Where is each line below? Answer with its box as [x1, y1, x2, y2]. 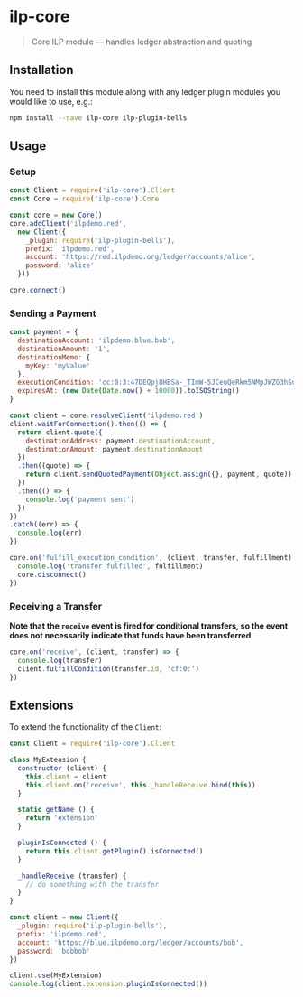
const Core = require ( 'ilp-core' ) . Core [9, 194, 160, 204]
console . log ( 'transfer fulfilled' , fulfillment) [17, 562, 204, 571]
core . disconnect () [17, 570, 87, 579]
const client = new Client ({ [9, 913, 119, 922]
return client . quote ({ [17, 427, 103, 437]
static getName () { [17, 806, 95, 815]
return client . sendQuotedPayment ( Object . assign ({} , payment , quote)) [25, 470, 293, 480]
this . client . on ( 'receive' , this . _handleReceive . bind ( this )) [25, 780, 256, 789]
